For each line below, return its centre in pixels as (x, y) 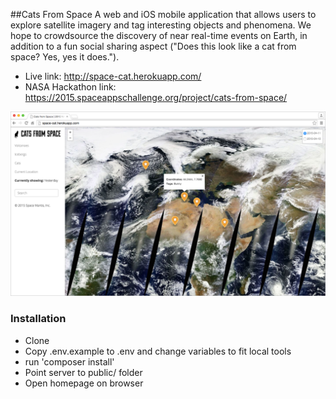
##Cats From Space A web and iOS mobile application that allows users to (163, 14)
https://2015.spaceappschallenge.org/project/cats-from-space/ (156, 97)
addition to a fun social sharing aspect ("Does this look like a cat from (153, 46)
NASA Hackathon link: (70, 87)
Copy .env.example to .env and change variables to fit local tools (158, 351)
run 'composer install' (69, 361)
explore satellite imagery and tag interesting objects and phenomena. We (161, 25)
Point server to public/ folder (83, 372)
